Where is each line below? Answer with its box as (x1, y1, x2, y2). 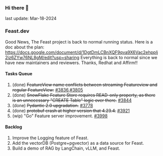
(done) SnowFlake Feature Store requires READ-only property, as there (12, 92, 156, 98)
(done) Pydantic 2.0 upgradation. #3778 (12, 102, 93, 108)
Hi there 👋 (5, 4, 29, 11)
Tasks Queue (5, 71, 33, 77)
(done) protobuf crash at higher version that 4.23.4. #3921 (12, 108, 130, 113)
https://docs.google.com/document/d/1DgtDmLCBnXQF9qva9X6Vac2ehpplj (5, 49, 158, 55)
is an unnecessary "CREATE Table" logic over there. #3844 (12, 97, 132, 103)
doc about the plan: (5, 44, 45, 50)
